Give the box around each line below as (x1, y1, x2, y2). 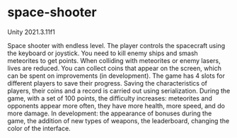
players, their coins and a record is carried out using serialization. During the (7, 86, 231, 95)
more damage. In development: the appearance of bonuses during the (7, 109, 212, 117)
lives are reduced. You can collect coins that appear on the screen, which (7, 64, 221, 72)
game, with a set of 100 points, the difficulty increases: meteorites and (7, 93, 212, 103)
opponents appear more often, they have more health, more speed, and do (7, 101, 225, 110)
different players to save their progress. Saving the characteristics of (7, 79, 207, 87)
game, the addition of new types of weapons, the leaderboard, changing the (7, 116, 230, 125)
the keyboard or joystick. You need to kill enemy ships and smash (7, 49, 198, 57)
